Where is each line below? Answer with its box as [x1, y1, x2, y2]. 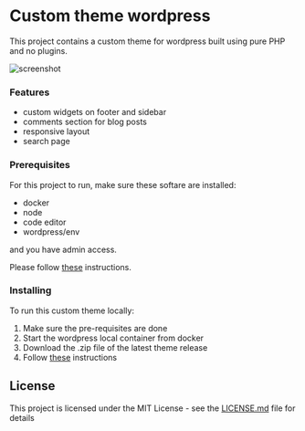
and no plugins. [9, 45, 68, 56]
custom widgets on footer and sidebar [22, 107, 167, 118]
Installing [9, 284, 52, 297]
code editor [22, 216, 67, 227]
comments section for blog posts [22, 116, 148, 128]
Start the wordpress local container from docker [22, 332, 204, 343]
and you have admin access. [9, 244, 117, 255]
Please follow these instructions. [9, 261, 132, 272]
